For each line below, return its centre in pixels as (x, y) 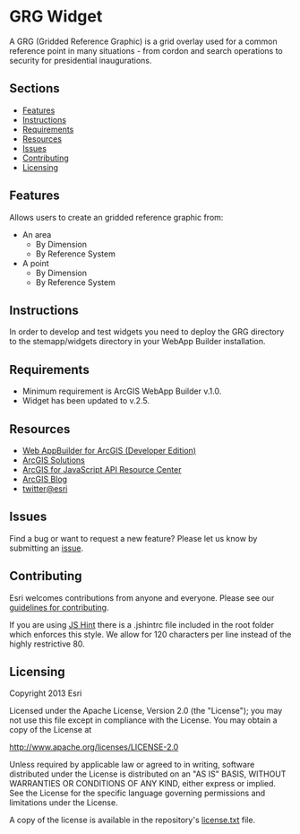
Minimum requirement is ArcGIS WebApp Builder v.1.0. (122, 391)
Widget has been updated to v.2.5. (86, 401)
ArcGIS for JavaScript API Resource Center (102, 469)
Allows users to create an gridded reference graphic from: (116, 217)
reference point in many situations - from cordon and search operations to (146, 50)
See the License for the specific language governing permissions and (137, 793)
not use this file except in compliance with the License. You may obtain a (143, 720)
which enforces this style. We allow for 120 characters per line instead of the (150, 634)
